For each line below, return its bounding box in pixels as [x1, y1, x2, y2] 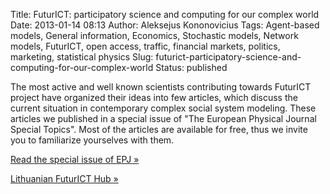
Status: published [155, 62, 228, 73]
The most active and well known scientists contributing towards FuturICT [10, 81, 312, 93]
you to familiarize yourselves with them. [10, 134, 175, 146]
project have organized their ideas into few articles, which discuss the [10, 92, 298, 103]
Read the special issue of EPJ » [10, 154, 140, 165]
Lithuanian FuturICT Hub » [10, 173, 119, 184]
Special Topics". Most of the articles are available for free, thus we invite [10, 124, 308, 135]
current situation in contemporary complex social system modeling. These [10, 102, 317, 114]
